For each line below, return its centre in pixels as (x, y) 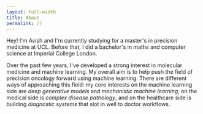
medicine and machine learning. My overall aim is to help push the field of (100, 72)
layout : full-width (31, 12)
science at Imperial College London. (52, 54)
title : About (23, 18)
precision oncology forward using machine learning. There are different (97, 78)
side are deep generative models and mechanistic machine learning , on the (102, 91)
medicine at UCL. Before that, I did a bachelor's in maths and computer (96, 47)
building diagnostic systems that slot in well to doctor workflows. (88, 104)
